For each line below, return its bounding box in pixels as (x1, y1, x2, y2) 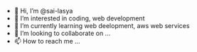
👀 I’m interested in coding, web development (14, 14, 145, 22)
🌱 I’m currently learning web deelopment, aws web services (14, 22, 190, 30)
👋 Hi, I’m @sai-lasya (14, 7, 73, 15)
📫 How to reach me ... (14, 37, 80, 45)
